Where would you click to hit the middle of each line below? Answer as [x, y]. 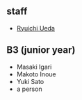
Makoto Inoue [36, 74]
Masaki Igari [34, 67]
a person [29, 89]
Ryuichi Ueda [35, 28]
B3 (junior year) [41, 50]
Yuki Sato [30, 81]
